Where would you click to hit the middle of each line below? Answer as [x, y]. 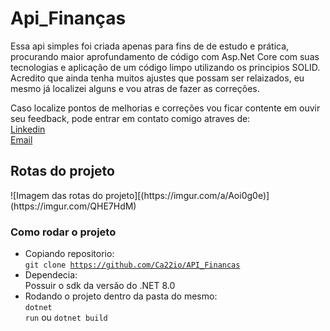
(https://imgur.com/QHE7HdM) [73, 206]
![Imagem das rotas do [56, 195]
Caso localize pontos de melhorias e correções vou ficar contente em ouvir [165, 108]
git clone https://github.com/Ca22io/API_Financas [132, 265]
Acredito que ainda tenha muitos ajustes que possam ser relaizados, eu [157, 78]
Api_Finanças [68, 18]
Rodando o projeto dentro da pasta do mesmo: [121, 296]
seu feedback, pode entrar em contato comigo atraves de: [130, 118]
